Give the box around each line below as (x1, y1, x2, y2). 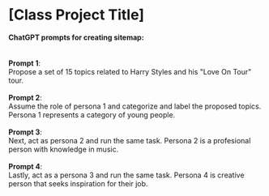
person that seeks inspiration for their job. (8, 178, 148, 188)
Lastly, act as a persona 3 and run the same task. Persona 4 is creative (8, 170, 245, 180)
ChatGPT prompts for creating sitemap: (8, 32, 144, 42)
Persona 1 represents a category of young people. (8, 109, 176, 119)
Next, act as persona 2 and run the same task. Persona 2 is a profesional (8, 135, 251, 145)
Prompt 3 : (8, 127, 43, 137)
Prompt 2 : (8, 92, 42, 102)
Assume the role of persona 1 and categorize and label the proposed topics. (8, 101, 262, 111)
